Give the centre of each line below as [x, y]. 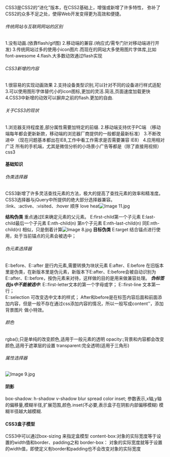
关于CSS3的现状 [22, 110]
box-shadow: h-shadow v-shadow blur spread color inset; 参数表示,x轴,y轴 [83, 399]
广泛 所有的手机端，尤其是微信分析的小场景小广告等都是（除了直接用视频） [83, 146]
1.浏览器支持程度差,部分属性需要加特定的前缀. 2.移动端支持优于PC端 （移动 [83, 127]
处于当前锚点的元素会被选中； [45, 236]
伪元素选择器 [18, 249]
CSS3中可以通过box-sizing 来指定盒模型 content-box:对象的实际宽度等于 [81, 436]
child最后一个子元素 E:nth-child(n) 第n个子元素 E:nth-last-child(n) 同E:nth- [82, 223]
